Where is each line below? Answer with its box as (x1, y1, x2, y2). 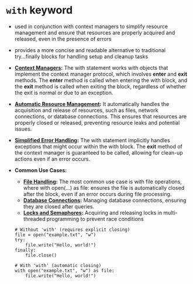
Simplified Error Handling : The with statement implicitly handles (14, 136, 171, 143)
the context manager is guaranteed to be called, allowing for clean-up (14, 149, 183, 156)
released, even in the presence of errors (14, 35, 112, 42)
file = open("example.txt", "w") (14, 232, 96, 238)
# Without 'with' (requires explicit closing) (14, 227, 130, 232)
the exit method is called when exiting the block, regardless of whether (14, 83, 187, 90)
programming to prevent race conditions (46, 215, 144, 223)
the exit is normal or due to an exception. (14, 89, 113, 96)
